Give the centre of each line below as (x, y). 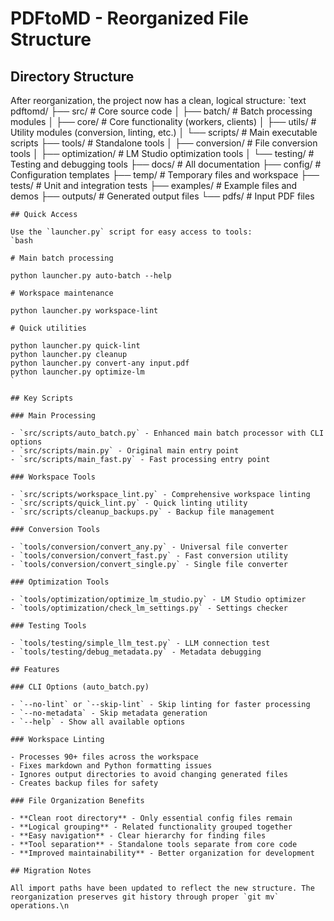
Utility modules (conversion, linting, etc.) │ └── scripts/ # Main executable (164, 132)
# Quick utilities (48, 328)
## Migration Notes (51, 871)
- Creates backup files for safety (84, 783)
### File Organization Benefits (77, 801)
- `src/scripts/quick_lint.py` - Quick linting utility (129, 503)
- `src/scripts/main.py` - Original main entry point (125, 451)
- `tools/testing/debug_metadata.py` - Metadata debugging (136, 652)
